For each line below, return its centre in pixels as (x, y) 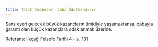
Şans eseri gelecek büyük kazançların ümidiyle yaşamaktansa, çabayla (79, 24)
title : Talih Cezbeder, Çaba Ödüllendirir (51, 10)
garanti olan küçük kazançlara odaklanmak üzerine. (59, 29)
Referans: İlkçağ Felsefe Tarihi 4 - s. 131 (47, 39)
